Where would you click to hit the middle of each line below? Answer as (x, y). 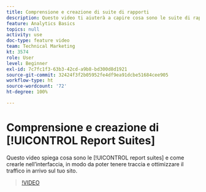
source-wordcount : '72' (37, 86)
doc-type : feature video (38, 40)
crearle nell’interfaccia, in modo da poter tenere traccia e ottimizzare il (95, 164)
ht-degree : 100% (27, 92)
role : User (20, 58)
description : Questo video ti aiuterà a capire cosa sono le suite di (98, 18)
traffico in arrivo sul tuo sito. (42, 171)
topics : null (23, 29)
